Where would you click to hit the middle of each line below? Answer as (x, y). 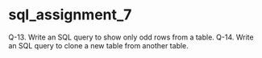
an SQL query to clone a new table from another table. (99, 45)
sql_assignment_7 (70, 15)
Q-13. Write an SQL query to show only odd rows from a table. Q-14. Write (131, 37)
